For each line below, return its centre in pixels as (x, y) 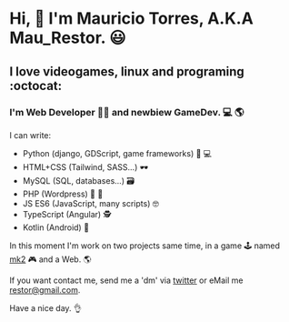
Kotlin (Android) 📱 (55, 227)
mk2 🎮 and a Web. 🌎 (50, 259)
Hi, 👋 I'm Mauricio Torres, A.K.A (132, 19)
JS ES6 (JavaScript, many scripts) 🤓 (90, 203)
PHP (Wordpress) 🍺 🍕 (63, 194)
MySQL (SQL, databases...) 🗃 (79, 180)
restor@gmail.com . (45, 289)
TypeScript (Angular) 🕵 (67, 214)
